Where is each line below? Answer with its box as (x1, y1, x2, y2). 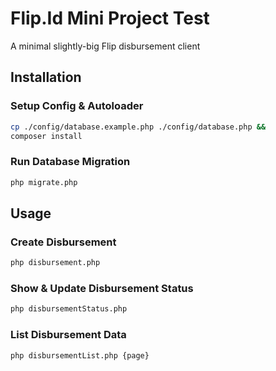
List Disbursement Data (10, 328, 127, 342)
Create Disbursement (10, 235, 117, 249)
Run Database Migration (10, 155, 131, 169)
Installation (10, 69, 82, 86)
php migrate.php (10, 177, 78, 187)
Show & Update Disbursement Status (10, 282, 194, 296)
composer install (10, 131, 83, 141)
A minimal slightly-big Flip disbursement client (10, 40, 201, 52)
